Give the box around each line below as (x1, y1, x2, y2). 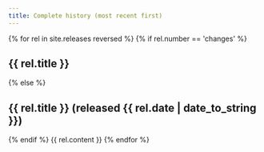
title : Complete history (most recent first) (8, 11, 162, 20)
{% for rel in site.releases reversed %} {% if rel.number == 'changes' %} (8, 34, 248, 43)
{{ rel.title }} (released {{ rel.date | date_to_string (8, 101, 257, 114)
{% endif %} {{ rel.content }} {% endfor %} (8, 135, 150, 145)
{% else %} (8, 78, 46, 88)
